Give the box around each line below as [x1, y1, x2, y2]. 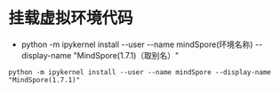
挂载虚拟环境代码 [8, 8, 134, 28]
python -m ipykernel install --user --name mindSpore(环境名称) [20, 39, 254, 50]
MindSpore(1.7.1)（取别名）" [76, 50, 180, 60]
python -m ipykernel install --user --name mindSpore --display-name [8, 67, 272, 76]
